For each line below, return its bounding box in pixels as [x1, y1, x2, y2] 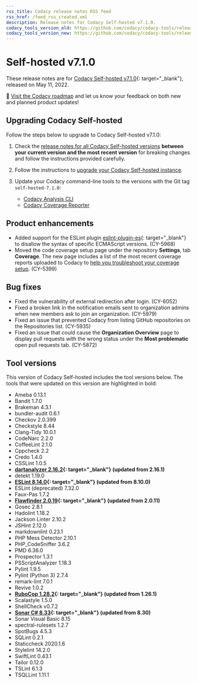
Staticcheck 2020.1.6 [14, 640, 66, 647]
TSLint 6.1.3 [14, 665, 43, 672]
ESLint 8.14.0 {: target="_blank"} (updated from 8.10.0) [14, 479, 151, 486]
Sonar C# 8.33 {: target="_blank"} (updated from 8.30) [14, 609, 151, 616]
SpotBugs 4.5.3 [14, 628, 52, 635]
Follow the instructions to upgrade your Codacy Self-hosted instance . [14, 166, 183, 173]
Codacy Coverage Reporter [23, 202, 90, 209]
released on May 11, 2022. [6, 81, 69, 88]
